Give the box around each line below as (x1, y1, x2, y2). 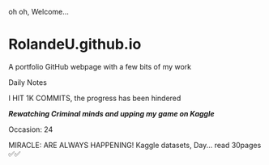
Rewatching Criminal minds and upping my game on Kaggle (8, 108, 215, 118)
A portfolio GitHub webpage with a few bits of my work (8, 61, 192, 71)
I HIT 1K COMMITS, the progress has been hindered (8, 93, 181, 103)
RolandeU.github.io (8, 36, 142, 53)
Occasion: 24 (8, 125, 53, 134)
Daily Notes (8, 77, 47, 87)
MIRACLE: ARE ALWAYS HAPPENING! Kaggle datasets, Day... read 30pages (8, 140, 262, 150)
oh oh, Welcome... (8, 7, 69, 16)
